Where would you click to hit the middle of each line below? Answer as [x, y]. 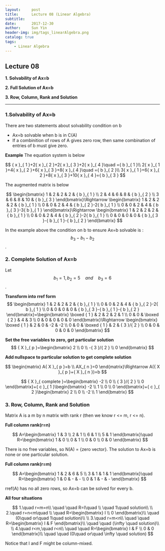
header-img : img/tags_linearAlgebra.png [47, 33]
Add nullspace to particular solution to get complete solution [68, 357]
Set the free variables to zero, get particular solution [59, 340]
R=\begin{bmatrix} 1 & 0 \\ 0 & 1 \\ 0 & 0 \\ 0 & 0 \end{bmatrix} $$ [82, 440]
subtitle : [15, 19]
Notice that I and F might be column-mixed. [49, 543]
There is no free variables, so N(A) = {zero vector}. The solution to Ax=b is [80, 449]
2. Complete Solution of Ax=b [41, 259]
